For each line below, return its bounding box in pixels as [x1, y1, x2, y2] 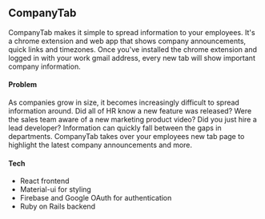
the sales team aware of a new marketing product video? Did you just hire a [8, 115, 258, 125]
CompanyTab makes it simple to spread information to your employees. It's [8, 27, 255, 37]
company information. [8, 62, 82, 71]
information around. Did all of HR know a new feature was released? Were [8, 106, 252, 116]
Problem [8, 80, 38, 90]
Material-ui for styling [19, 185, 92, 194]
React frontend [19, 176, 70, 186]
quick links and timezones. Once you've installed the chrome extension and [8, 44, 258, 54]
